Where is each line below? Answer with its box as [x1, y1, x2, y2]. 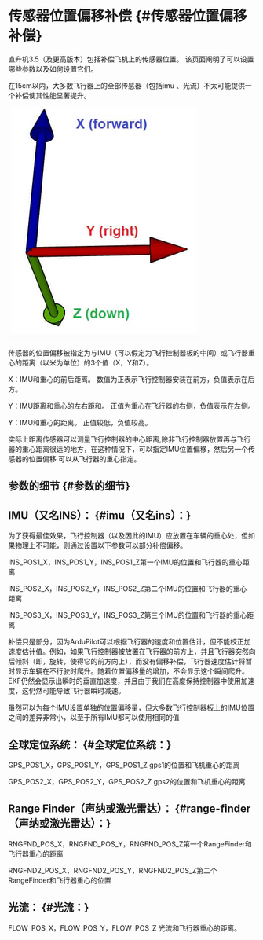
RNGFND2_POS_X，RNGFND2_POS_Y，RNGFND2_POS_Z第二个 [8, 865, 217, 875]
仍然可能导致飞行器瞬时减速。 [28, 686, 126, 696]
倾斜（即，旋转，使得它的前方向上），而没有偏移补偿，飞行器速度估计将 [14, 657, 246, 666]
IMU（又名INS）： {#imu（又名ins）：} [8, 509, 192, 522]
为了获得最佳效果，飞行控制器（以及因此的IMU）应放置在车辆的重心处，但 [8, 531, 249, 541]
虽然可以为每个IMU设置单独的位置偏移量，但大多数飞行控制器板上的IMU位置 [8, 703, 255, 712]
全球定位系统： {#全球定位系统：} [8, 738, 172, 751]
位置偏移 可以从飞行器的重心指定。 [28, 453, 141, 464]
